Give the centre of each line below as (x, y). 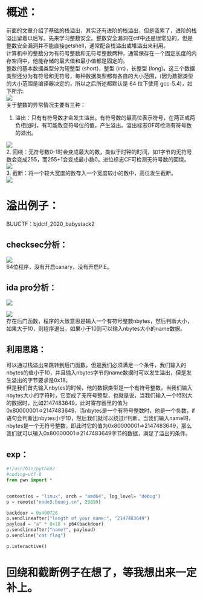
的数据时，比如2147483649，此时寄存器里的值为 (67, 403)
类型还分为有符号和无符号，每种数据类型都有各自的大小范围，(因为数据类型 (100, 76)
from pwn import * (29, 480)
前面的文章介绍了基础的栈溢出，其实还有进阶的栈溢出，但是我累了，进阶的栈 (101, 30)
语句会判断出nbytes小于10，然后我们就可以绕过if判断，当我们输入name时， (100, 418)
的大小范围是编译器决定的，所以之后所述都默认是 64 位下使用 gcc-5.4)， (97, 83)
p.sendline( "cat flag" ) (36, 535)
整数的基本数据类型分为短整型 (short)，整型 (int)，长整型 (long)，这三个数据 (101, 68)
